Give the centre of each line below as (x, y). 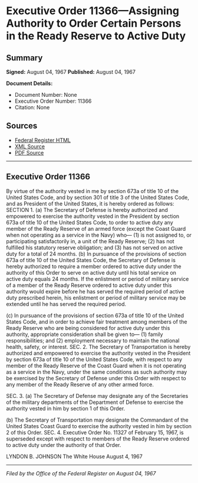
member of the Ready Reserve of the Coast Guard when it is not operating (96, 365)
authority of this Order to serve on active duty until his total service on (91, 272)
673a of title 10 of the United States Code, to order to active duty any (90, 222)
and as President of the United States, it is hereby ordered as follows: (90, 203)
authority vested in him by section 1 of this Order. (66, 408)
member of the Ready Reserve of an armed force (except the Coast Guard (96, 229)
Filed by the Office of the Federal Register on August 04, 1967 (81, 473)
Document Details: (29, 83)
